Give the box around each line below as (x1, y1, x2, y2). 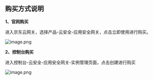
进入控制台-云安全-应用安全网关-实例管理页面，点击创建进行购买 (5, 59, 136, 65)
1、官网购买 (5, 19, 29, 25)
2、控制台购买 (5, 49, 34, 55)
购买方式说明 (5, 4, 44, 13)
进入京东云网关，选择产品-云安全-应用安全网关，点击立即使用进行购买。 (5, 29, 151, 35)
